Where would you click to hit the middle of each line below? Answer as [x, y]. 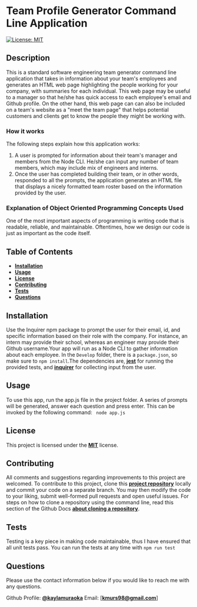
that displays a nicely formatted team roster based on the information [98, 187]
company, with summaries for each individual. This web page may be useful [98, 91]
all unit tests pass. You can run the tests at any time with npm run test [91, 548]
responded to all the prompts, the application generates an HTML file [98, 180]
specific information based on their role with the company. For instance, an [97, 336]
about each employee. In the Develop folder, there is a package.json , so [92, 354]
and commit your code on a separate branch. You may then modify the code [98, 490]
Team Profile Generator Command [91, 11]
